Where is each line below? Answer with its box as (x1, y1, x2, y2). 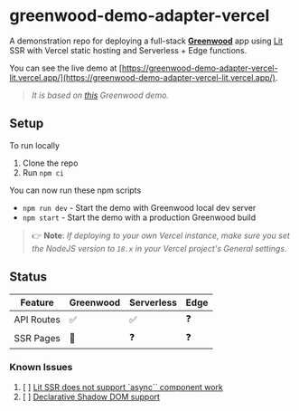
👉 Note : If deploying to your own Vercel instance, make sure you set (31, 230, 291, 241)
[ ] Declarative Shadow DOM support (22, 391, 161, 402)
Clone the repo (22, 158, 79, 168)
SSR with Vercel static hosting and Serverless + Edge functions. (9, 44, 248, 55)
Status (9, 269, 48, 285)
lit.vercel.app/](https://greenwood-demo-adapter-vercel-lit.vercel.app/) (9, 72, 276, 82)
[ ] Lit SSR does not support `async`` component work (22, 381, 223, 392)
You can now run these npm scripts (9, 185, 142, 196)
